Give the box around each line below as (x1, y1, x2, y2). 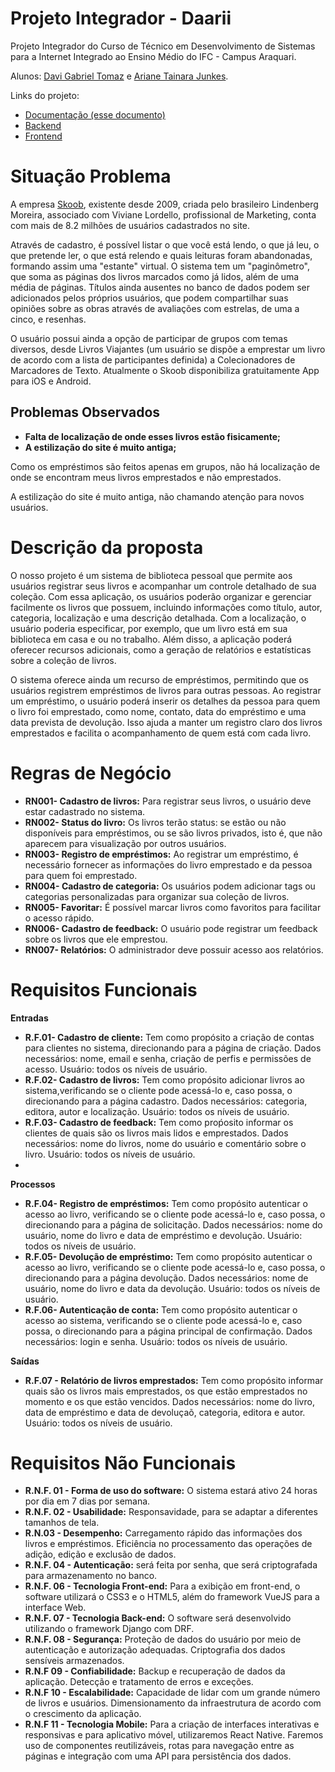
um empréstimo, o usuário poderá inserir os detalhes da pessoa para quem (10, 695, 321, 707)
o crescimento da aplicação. (24, 1708, 142, 1720)
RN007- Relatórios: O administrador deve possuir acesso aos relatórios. (24, 943, 324, 956)
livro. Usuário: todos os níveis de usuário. (24, 1148, 196, 1160)
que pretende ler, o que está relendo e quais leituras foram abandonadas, (10, 249, 313, 261)
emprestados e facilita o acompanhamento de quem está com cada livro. (10, 727, 312, 739)
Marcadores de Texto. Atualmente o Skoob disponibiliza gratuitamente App (10, 364, 320, 376)
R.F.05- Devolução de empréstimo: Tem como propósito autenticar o (24, 1250, 313, 1262)
